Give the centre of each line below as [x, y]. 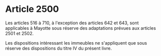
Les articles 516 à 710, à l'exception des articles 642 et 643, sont [72, 23]
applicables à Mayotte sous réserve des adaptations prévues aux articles [81, 28]
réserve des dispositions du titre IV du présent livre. [58, 48]
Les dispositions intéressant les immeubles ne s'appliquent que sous [76, 43]
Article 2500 [32, 9]
